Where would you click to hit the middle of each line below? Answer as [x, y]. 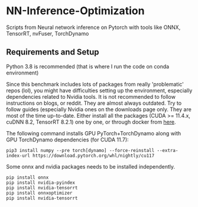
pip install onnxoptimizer [39, 193]
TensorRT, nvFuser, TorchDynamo [48, 33]
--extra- [168, 150]
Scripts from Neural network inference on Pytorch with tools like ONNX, [93, 27]
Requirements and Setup [53, 52]
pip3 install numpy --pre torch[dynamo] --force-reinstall [80, 150]
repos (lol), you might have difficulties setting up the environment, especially [99, 90]
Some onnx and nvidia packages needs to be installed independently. [91, 166]
